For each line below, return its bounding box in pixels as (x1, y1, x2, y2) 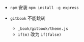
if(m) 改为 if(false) (17, 31, 62, 37)
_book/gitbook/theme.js (17, 26, 69, 31)
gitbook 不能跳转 (10, 15, 46, 21)
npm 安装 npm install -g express (10, 5, 79, 10)
